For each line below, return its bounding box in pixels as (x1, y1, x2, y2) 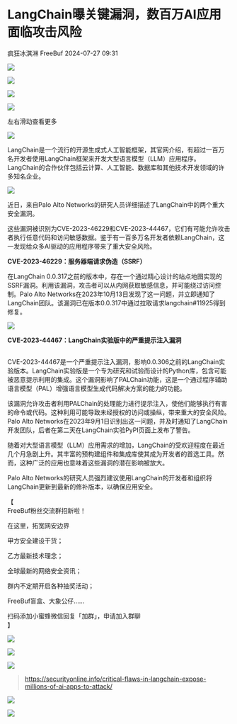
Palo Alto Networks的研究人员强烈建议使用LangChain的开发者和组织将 (7, 474, 212, 482)
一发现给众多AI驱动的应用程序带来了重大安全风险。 (7, 242, 156, 250)
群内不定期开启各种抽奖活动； (7, 582, 94, 590)
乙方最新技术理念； (7, 552, 64, 560)
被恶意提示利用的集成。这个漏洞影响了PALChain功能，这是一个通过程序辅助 (7, 375, 228, 384)
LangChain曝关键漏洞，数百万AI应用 (7, 6, 221, 23)
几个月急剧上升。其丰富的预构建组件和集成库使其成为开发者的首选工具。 (7, 450, 218, 458)
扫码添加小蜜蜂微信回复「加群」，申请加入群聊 (7, 612, 141, 621)
